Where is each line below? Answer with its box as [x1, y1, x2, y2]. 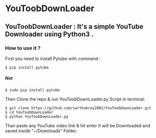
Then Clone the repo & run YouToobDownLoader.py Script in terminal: [5, 96, 145, 102]
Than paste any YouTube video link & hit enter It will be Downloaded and [5, 122, 150, 128]
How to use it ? [5, 44, 40, 51]
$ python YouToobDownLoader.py [5, 114, 69, 119]
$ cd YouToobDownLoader [5, 110, 54, 115]
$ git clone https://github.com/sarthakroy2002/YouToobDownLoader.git [5, 105, 152, 110]
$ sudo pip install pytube [5, 87, 60, 93]
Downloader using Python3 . [5, 30, 94, 38]
